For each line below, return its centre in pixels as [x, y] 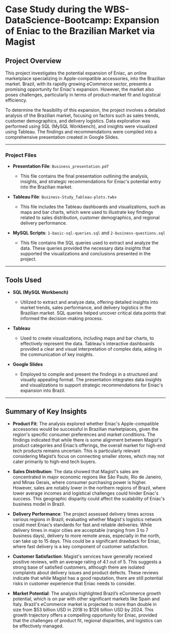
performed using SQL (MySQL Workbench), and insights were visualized [81, 126]
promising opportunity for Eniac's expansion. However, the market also [80, 89]
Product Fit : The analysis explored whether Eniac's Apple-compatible [86, 423]
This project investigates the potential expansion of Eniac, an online [76, 73]
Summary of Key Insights [46, 411]
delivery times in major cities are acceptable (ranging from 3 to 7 [80, 530]
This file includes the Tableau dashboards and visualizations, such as [93, 207]
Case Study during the [54, 9]
